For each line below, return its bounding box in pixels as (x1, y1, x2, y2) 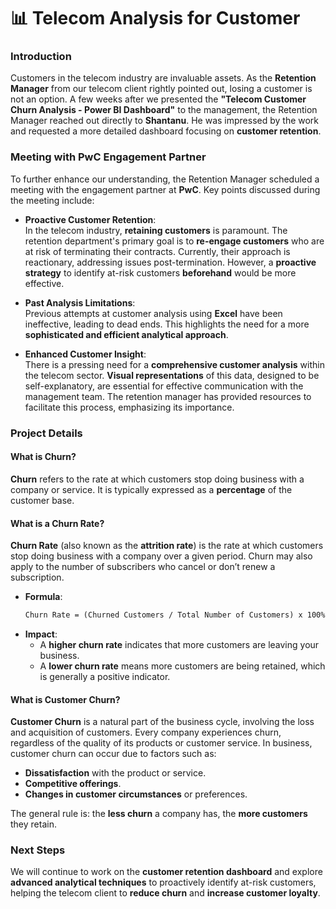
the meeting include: (10, 194, 95, 206)
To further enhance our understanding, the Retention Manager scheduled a (10, 173, 320, 185)
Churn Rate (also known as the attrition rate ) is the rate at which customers (10, 540, 324, 552)
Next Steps (10, 843, 66, 857)
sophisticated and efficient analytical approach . (24, 328, 229, 340)
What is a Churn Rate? (10, 517, 105, 529)
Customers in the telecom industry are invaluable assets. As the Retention (10, 72, 317, 84)
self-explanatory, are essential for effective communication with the (24, 380, 304, 392)
